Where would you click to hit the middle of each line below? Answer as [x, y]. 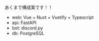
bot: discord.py [27, 28]
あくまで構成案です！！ [29, 7]
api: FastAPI [24, 22]
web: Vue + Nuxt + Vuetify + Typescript [53, 17]
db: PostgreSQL [28, 33]
